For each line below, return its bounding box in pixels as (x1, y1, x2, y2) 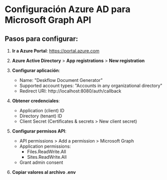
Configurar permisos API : (12, 128, 66, 134)
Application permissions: (19, 143, 71, 149)
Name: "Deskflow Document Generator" (19, 77, 103, 83)
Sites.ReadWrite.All (27, 154, 67, 160)
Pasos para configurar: (5, 34, 78, 43)
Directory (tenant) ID (19, 113, 62, 119)
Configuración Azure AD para (5, 4, 131, 15)
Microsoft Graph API (5, 14, 92, 26)
